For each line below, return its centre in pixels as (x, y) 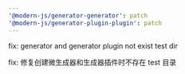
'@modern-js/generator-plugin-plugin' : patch (85, 23)
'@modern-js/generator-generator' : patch (78, 16)
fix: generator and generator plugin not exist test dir (93, 45)
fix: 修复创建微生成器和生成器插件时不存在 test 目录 (92, 62)
